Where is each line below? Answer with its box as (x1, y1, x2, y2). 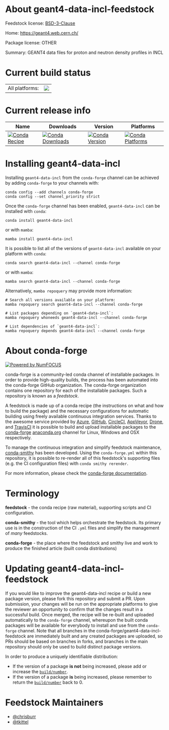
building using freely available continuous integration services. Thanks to (5, 413, 157, 419)
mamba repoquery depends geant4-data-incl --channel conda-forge (5, 328, 145, 333)
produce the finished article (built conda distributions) (5, 545, 117, 551)
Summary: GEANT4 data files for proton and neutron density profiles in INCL (5, 49, 163, 55)
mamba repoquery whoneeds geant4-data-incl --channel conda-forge (5, 315, 147, 320)
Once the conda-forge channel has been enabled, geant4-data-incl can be (5, 203, 160, 209)
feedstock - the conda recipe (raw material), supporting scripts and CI (5, 504, 152, 510)
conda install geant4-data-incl (5, 218, 73, 223)
